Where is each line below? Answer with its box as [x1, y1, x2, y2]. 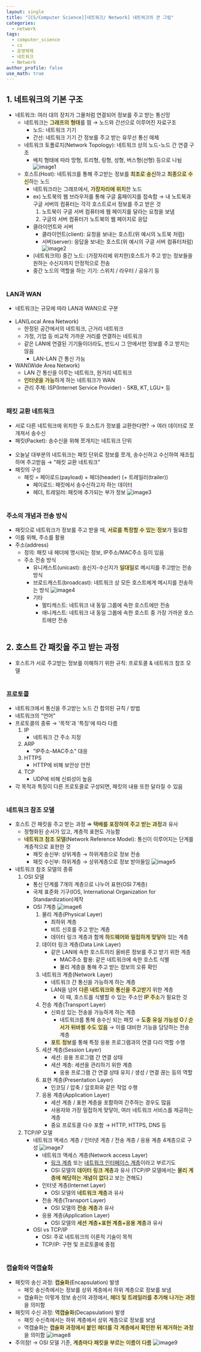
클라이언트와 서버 [32, 223, 74, 231]
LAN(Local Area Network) [14, 318, 79, 325]
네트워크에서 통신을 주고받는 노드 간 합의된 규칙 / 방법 [14, 705, 140, 712]
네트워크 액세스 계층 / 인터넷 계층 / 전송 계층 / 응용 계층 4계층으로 [32, 1136, 186, 1144]
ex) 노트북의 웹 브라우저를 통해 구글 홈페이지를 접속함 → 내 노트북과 [32, 193, 191, 200]
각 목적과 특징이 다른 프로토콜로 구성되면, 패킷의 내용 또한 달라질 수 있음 [14, 783, 183, 790]
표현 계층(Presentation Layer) [41, 1076, 113, 1084]
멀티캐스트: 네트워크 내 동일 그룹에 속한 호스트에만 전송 [41, 601, 170, 609]
